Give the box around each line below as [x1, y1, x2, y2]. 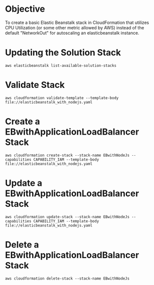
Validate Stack [5, 80, 65, 91]
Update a [5, 177, 42, 188]
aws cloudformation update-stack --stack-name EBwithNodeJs [5, 214, 130, 219]
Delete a [5, 239, 39, 250]
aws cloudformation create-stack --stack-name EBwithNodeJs [5, 153, 130, 158]
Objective [5, 3, 45, 15]
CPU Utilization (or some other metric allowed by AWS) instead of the [5, 24, 145, 30]
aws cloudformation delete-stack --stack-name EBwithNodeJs [5, 276, 130, 281]
